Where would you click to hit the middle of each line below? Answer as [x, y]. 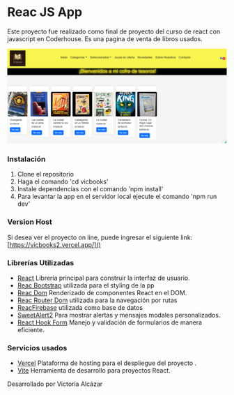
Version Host [30, 222]
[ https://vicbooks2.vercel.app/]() [54, 244]
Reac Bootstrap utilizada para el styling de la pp [86, 285]
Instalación [26, 159]
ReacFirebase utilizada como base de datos [80, 307]
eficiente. [31, 329]
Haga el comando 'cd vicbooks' [63, 181]
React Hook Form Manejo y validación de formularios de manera [110, 322]
